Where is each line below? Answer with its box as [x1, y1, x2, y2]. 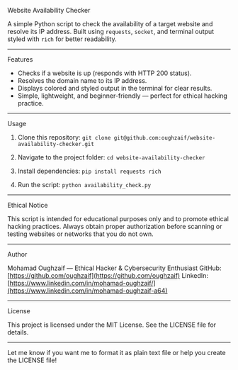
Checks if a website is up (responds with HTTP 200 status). [17, 69, 192, 77]
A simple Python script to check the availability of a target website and [7, 20, 213, 28]
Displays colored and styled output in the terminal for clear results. [17, 84, 212, 92]
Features [7, 55, 33, 63]
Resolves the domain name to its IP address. [17, 77, 147, 84]
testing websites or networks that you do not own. [7, 230, 154, 238]
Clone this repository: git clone [17, 133, 111, 141]
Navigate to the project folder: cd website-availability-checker [17, 153, 205, 162]
